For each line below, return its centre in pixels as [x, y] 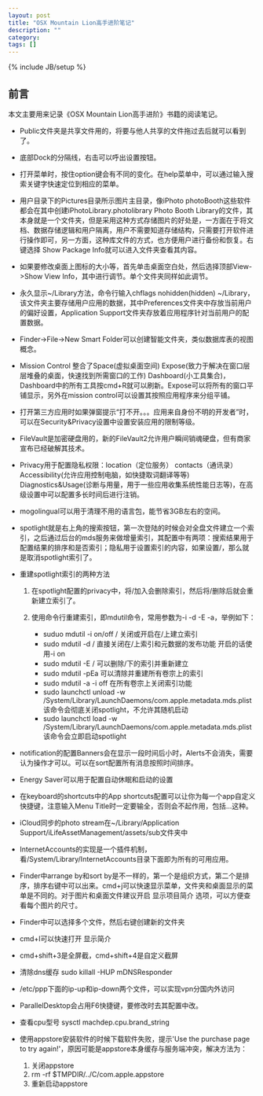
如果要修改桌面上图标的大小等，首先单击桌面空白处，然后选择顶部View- [136, 266]
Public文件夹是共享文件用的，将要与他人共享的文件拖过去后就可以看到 [133, 131]
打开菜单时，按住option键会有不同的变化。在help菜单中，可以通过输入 [133, 174]
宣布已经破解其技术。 [54, 448]
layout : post [29, 15]
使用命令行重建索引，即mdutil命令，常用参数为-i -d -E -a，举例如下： [143, 617]
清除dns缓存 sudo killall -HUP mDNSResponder [96, 972]
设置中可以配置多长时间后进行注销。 [85, 494]
